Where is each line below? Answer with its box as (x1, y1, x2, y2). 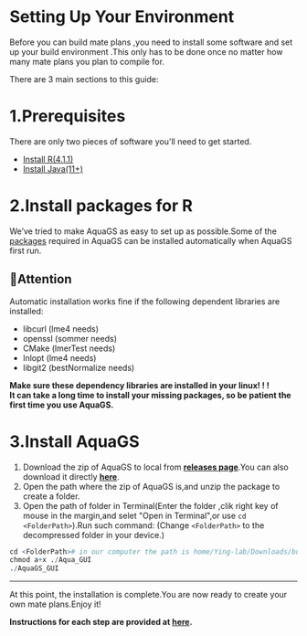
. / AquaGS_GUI (9, 564, 59, 573)
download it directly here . (22, 471, 121, 482)
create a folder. (22, 491, 80, 502)
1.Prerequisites (9, 106, 126, 127)
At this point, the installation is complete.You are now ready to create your (9, 589, 288, 600)
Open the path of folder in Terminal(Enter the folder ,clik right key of (22, 500, 279, 511)
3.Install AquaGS (9, 431, 140, 451)
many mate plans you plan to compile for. (9, 56, 164, 67)
